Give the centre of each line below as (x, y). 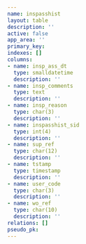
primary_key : (26, 46)
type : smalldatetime (43, 72)
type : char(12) (36, 151)
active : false (28, 33)
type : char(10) (36, 210)
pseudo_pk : (23, 229)
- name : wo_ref (29, 204)
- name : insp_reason (37, 105)
